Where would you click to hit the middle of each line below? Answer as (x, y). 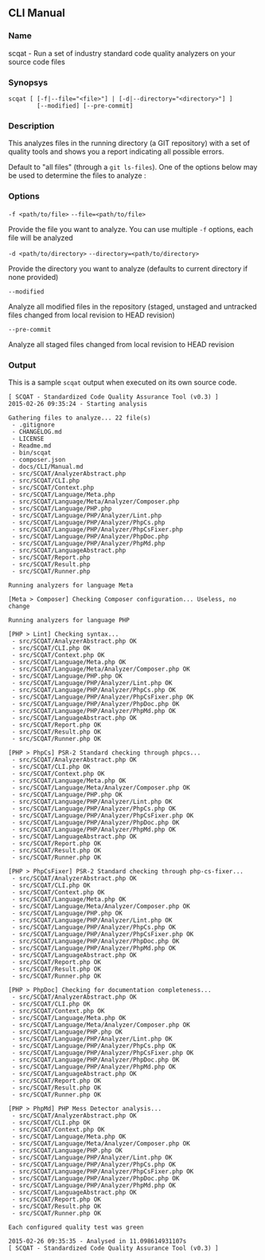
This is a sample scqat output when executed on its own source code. (123, 382)
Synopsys (28, 82)
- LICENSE (28, 439)
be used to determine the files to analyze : (77, 175)
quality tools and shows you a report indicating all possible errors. (116, 152)
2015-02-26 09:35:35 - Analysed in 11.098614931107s (97, 1241)
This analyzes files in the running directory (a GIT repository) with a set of (129, 144)
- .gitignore (33, 425)
